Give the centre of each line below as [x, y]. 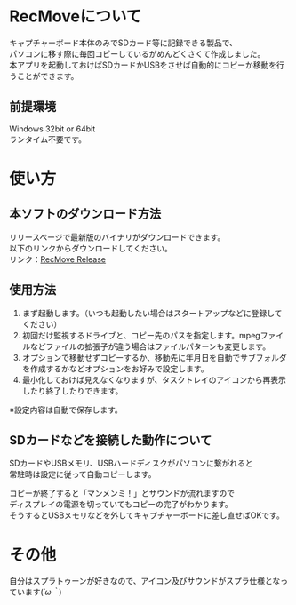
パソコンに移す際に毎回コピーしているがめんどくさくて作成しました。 [137, 53]
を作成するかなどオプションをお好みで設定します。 [115, 369]
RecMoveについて [76, 16]
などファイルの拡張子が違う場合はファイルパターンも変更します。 [150, 346]
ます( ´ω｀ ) [43, 592]
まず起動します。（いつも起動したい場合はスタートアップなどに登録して [152, 313]
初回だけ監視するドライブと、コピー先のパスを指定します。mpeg [141, 335]
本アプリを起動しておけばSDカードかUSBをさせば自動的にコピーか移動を [143, 65]
